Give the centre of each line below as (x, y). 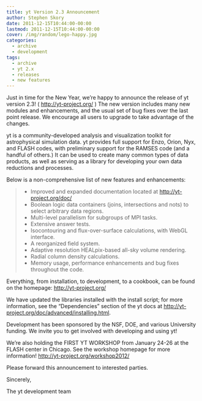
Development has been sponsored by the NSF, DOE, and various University (101, 325)
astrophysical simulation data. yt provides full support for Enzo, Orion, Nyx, (101, 142)
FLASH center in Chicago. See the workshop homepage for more (88, 350)
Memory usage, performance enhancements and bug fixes (105, 263)
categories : (21, 40)
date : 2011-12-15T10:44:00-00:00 (49, 23)
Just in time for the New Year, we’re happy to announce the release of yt (98, 98)
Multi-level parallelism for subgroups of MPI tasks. (94, 218)
